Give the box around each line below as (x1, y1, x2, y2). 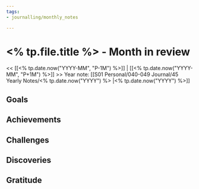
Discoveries (6, 155, 52, 165)
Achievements (6, 115, 61, 125)
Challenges (6, 135, 49, 145)
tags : (6, 8, 20, 15)
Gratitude (6, 175, 43, 185)
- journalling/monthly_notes (6, 14, 78, 20)
